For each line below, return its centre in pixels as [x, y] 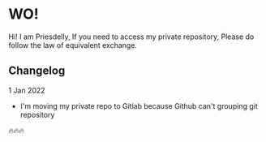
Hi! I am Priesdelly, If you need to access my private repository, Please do [131, 37]
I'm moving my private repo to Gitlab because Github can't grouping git [139, 105]
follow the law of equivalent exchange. [73, 45]
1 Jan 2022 [27, 90]
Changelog [37, 71]
